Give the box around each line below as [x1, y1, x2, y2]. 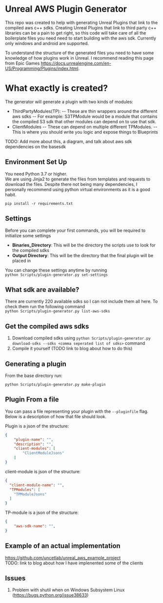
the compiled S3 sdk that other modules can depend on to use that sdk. [12, 118, 157, 124]
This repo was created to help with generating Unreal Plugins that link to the [5, 20, 158, 25]
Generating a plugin [5, 359, 67, 368]
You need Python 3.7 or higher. [5, 171, 67, 177]
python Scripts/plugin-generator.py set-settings [5, 272, 108, 277]
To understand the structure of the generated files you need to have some [5, 50, 154, 56]
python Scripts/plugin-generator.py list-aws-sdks [5, 309, 110, 314]
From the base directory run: [5, 373, 62, 379]
